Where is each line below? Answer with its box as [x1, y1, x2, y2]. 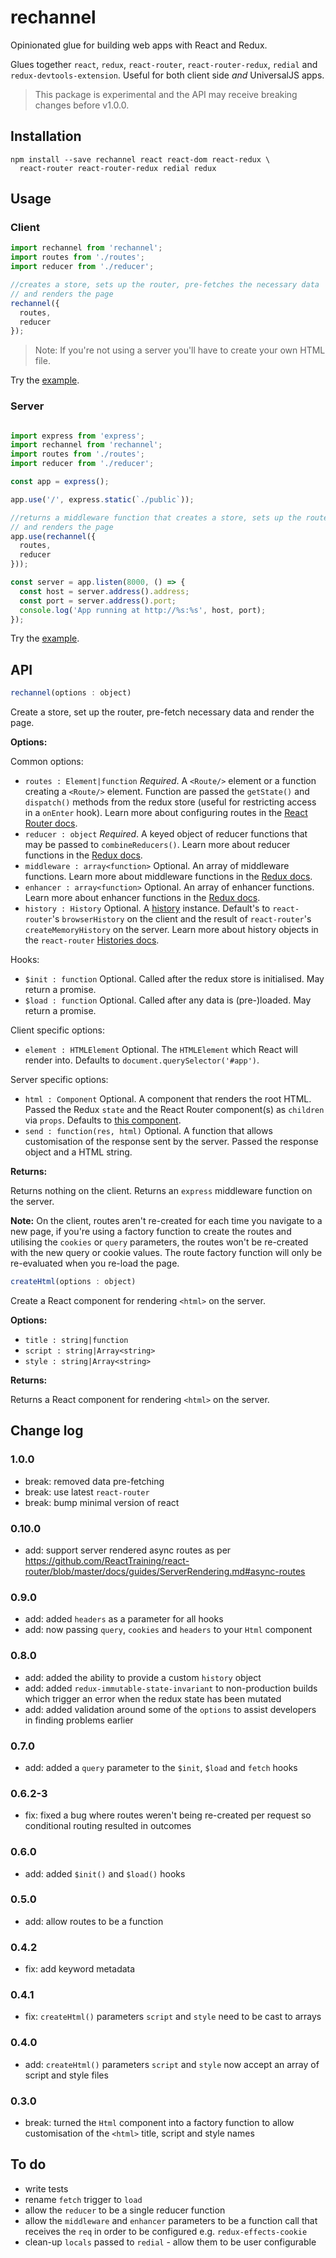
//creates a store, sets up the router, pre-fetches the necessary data [10, 280, 320, 290]
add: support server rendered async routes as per [24, 1544, 232, 1556]
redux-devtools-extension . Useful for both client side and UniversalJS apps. [10, 69, 325, 81]
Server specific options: [10, 1074, 109, 1086]
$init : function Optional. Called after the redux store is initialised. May [24, 973, 325, 985]
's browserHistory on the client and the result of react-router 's [51, 913, 312, 925]
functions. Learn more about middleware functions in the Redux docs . [24, 871, 313, 883]
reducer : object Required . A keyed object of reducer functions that [24, 828, 308, 840]
